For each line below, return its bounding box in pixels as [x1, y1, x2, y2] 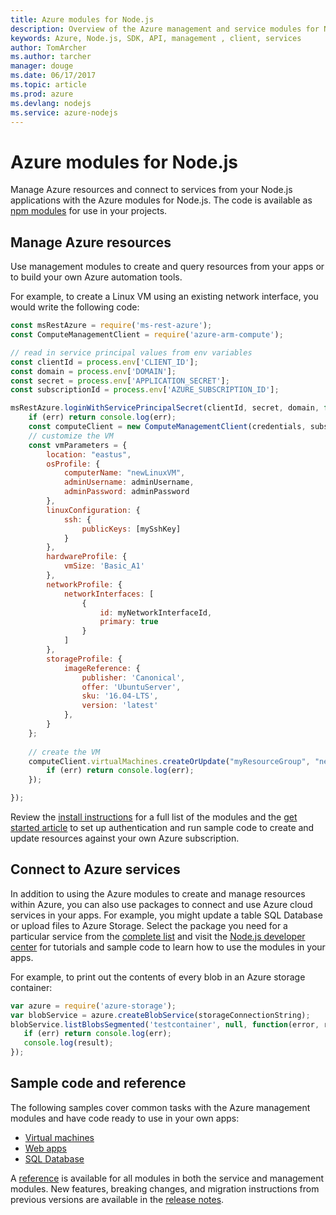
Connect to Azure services [10, 861, 181, 878]
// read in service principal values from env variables [10, 347, 253, 358]
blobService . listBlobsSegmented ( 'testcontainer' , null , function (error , [10, 1019, 320, 1030]
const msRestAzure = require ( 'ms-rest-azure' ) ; [10, 321, 213, 331]
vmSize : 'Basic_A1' [63, 561, 145, 571]
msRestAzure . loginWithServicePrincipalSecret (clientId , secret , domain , [10, 403, 320, 413]
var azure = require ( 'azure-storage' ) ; [10, 1001, 177, 1011]
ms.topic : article [10, 80, 87, 90]
